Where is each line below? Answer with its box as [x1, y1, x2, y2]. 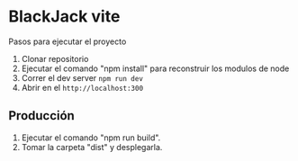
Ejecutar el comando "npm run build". [21, 132, 161, 143]
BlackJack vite [8, 6, 121, 27]
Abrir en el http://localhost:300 [21, 82, 144, 93]
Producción [8, 108, 76, 123]
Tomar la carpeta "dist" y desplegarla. [21, 141, 163, 152]
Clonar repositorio [21, 53, 89, 64]
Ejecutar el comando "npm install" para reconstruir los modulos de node [21, 63, 290, 74]
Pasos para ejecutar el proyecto [8, 36, 127, 47]
